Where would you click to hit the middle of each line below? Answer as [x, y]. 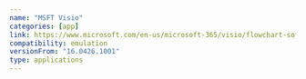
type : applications [46, 60]
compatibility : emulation [58, 43]
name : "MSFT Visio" [46, 18]
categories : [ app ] [44, 26]
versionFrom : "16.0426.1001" [65, 52]
